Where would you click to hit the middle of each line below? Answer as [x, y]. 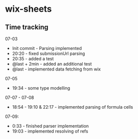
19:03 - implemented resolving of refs [50, 131]
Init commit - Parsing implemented [47, 48]
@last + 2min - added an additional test [52, 64]
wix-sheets [29, 9]
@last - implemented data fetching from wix [57, 69]
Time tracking [27, 27]
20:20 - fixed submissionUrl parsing [48, 53]
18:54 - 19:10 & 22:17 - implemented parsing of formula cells [72, 107]
